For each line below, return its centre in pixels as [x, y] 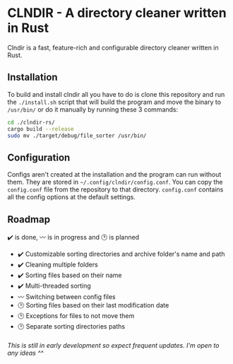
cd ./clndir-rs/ [31, 122]
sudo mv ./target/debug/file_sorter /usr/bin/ [77, 136]
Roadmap [29, 219]
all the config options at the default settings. [71, 197]
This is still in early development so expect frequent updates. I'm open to [113, 345]
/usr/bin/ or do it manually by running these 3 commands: [93, 109]
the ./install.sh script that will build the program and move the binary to [114, 102]
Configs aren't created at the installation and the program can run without [114, 175]
